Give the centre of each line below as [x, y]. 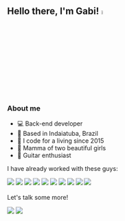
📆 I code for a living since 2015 [60, 141]
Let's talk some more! [38, 197]
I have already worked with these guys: [62, 168]
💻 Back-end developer [50, 124]
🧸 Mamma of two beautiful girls [61, 148]
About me [24, 108]
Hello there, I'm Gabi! [53, 11]
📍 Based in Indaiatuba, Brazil [57, 133]
